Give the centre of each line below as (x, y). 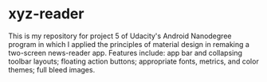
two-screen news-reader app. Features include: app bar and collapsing (126, 53)
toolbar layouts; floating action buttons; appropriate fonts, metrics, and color (133, 61)
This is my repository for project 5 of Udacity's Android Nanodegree (120, 36)
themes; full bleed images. (52, 69)
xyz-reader (46, 14)
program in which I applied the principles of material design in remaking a (129, 44)
